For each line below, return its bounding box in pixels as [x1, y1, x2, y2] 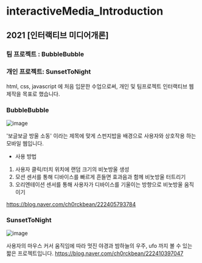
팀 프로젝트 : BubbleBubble [6, 50, 84, 58]
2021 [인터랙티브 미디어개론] [6, 30, 109, 40]
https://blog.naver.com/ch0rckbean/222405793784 [6, 201, 136, 208]
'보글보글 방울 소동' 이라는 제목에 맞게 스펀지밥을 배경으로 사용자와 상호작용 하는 [6, 132, 197, 139]
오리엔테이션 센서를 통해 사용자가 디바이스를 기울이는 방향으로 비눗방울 [15, 181, 183, 188]
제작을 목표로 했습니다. [6, 90, 60, 97]
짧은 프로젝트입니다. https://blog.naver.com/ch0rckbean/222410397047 [6, 250, 184, 257]
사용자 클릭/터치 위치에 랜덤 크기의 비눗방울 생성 [15, 166, 130, 173]
